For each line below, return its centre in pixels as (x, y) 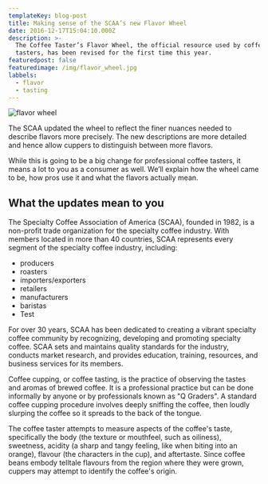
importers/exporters (53, 280)
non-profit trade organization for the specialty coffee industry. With (119, 231)
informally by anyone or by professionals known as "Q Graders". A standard (132, 396)
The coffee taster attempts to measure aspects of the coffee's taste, (120, 429)
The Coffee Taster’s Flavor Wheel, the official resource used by (128, 46)
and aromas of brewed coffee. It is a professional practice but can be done (131, 388)
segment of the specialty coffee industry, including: (93, 248)
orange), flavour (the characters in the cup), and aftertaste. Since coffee (127, 454)
